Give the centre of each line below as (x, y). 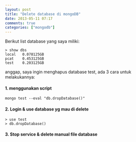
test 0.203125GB (25, 63)
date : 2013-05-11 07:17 (29, 18)
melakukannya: (20, 77)
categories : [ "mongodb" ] (30, 28)
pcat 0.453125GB (25, 59)
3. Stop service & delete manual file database (51, 134)
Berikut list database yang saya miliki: (42, 41)
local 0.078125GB (25, 55)
